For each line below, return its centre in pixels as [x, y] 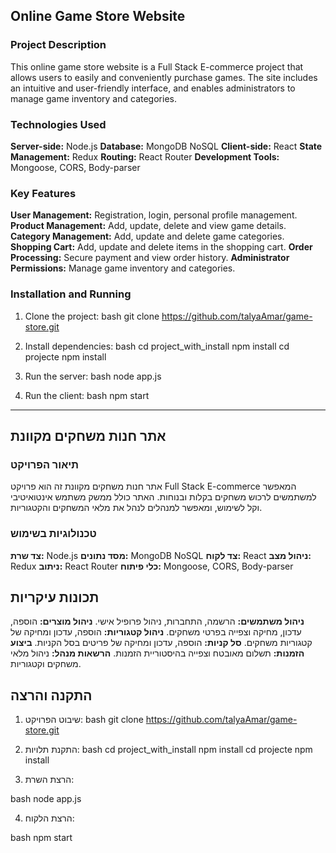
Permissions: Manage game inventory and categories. [123, 268]
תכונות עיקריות [55, 597]
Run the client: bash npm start [87, 395]
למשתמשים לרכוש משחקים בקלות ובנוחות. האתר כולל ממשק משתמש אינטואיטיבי [163, 497]
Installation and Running [71, 294]
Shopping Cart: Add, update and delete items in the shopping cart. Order [161, 247]
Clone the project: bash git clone [92, 316]
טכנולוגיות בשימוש [53, 534]
